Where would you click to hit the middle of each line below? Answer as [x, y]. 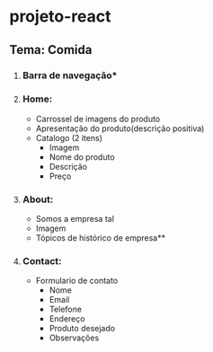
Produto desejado [82, 329]
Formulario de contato [77, 281]
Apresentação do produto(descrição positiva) [120, 128]
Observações [74, 338]
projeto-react [60, 17]
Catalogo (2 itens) [69, 137]
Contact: [42, 261]
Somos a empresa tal [75, 219]
